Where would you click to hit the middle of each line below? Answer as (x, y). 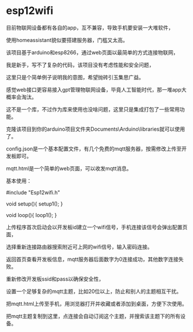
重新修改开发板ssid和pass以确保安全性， (55, 279)
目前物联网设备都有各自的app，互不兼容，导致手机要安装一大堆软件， (90, 27)
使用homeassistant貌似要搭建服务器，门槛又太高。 (67, 40)
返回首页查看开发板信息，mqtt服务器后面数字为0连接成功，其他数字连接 (92, 259)
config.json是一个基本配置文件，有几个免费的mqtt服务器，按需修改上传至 (94, 148)
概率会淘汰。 (21, 97)
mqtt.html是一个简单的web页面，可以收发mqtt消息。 (69, 168)
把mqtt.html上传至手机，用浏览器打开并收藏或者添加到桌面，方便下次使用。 (97, 303)
